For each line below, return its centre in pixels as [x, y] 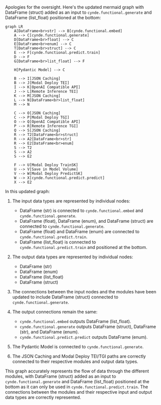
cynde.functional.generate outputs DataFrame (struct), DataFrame [88, 326]
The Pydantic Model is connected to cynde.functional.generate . [78, 347]
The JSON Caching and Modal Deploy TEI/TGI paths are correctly [79, 356]
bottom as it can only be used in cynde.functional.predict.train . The [77, 387]
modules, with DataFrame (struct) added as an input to [60, 376]
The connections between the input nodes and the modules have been [84, 292]
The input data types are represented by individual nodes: [71, 201]
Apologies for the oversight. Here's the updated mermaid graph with [75, 7]
